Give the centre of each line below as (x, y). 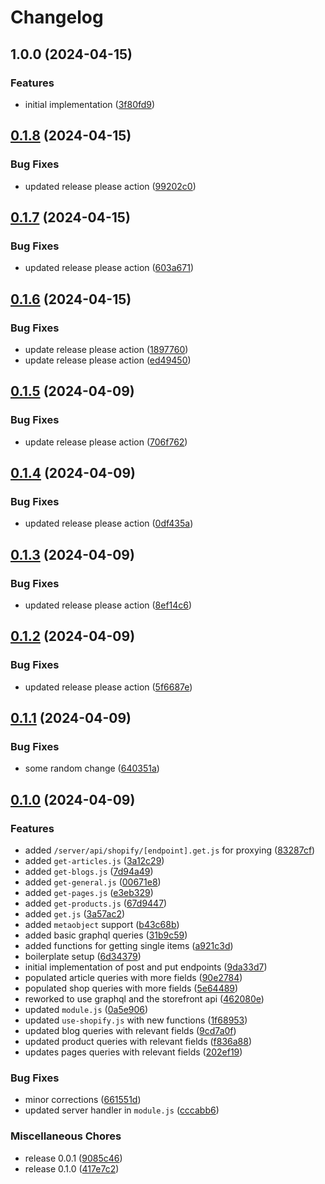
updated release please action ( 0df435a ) (109, 523)
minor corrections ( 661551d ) (83, 1100)
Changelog (57, 17)
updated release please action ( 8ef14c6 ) (108, 605)
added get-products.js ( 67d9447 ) (96, 903)
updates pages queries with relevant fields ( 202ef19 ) (133, 1052)
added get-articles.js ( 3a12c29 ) (94, 861)
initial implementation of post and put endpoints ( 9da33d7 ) (146, 967)
